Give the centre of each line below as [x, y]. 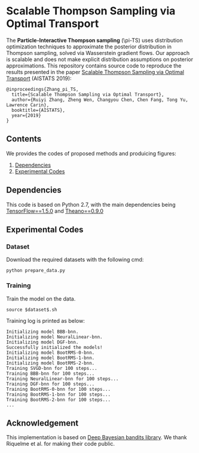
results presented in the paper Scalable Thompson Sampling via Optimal [95, 72]
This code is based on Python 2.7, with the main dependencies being [91, 204]
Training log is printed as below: [45, 320]
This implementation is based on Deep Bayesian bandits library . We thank [97, 437]
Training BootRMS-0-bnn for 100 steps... [59, 389]
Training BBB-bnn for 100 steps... [50, 374]
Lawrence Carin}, [28, 105]
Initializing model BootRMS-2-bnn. [50, 363]
